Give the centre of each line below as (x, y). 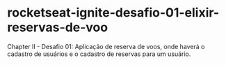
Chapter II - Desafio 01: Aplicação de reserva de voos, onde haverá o (106, 46)
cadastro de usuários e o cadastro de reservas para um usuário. (99, 54)
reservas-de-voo (58, 27)
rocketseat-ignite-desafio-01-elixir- (113, 13)
